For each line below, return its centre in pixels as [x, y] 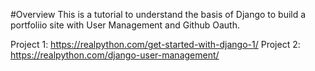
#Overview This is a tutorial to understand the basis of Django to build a [158, 14]
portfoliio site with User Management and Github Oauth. [125, 25]
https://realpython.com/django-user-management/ [115, 55]
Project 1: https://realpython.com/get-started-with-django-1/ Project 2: [155, 44]
